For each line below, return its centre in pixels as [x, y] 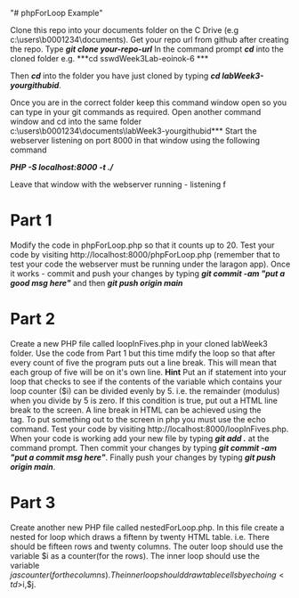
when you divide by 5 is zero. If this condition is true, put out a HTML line [144, 400]
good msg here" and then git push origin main [97, 283]
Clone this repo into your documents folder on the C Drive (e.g [125, 30]
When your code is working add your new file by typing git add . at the [140, 438]
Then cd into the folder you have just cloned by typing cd [115, 76]
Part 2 [33, 319]
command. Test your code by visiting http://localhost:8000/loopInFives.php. [149, 429]
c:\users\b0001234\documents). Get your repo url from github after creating [149, 40]
